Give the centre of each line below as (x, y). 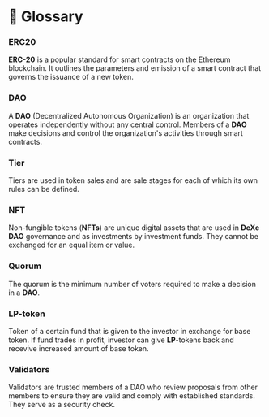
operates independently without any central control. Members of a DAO (128, 124)
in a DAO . (24, 293)
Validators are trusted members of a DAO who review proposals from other (133, 387)
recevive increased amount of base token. (79, 348)
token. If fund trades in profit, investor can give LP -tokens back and (122, 340)
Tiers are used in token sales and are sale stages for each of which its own (133, 180)
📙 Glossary (46, 17)
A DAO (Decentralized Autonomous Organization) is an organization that (129, 115)
